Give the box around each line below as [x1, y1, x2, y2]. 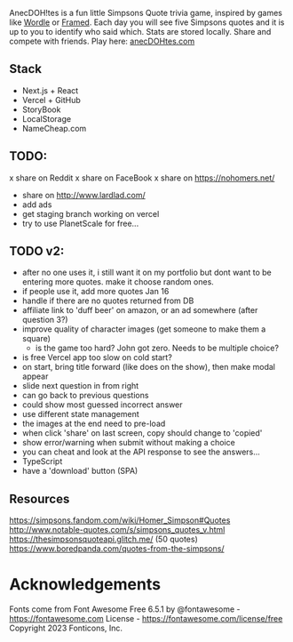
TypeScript [21, 456, 63, 467]
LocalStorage [21, 113, 72, 124]
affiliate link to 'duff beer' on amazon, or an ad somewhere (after [21, 305, 258, 316]
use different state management [21, 409, 139, 420]
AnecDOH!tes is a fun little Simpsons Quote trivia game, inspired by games [9, 8, 282, 18]
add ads [21, 199, 52, 210]
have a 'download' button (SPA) [21, 466, 139, 477]
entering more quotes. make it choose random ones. [21, 277, 215, 287]
